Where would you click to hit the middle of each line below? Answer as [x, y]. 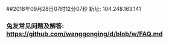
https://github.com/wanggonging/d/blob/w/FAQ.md [84, 34]
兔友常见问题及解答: [35, 26]
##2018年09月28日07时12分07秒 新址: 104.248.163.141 [74, 9]
